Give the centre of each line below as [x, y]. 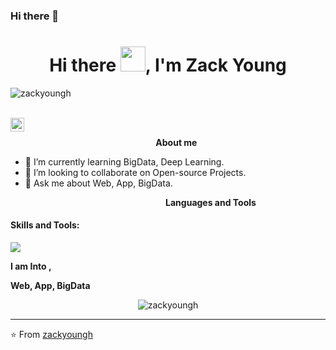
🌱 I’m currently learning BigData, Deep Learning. [124, 161]
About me [176, 142]
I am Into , [31, 266]
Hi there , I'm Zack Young [168, 65]
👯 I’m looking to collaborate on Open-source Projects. [135, 172]
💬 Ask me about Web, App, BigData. [98, 183]
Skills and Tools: [45, 225]
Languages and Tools [211, 202]
